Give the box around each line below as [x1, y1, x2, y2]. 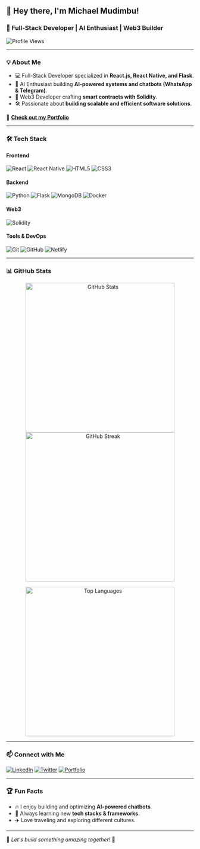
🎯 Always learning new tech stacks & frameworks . [14, 810, 140, 817]
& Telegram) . [14, 87, 48, 94]
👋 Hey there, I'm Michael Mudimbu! [6, 6, 139, 16]
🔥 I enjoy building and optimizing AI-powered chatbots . [14, 803, 152, 810]
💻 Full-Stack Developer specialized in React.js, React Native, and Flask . [14, 72, 195, 79]
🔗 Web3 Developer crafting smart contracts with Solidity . [14, 93, 158, 100]
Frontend [6, 152, 30, 159]
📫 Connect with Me [6, 750, 65, 759]
